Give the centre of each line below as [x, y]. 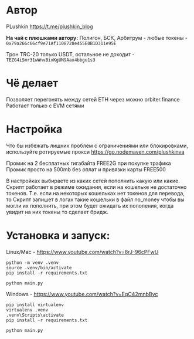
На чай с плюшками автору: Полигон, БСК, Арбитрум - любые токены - [97, 38]
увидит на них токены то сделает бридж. [57, 212]
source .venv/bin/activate [39, 267]
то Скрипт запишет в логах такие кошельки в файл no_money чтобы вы [95, 199]
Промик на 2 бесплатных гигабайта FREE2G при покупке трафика [89, 163]
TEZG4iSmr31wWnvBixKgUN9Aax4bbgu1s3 [51, 60]
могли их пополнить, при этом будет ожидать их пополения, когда [90, 205]
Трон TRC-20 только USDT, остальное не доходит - [70, 54]
